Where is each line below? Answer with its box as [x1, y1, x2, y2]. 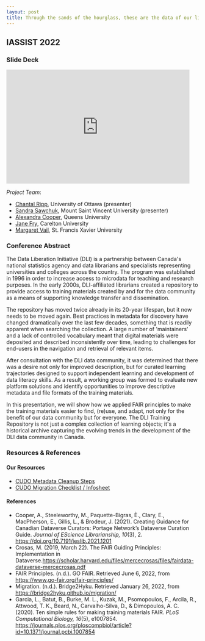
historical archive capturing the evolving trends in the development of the [6, 427, 191, 434]
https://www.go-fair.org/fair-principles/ [15, 576, 114, 583]
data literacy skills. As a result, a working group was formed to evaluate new [6, 376, 198, 384]
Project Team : [6, 188, 41, 196]
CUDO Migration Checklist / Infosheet [15, 484, 110, 491]
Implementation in [15, 550, 61, 557]
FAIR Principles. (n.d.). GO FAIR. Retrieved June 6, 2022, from [15, 570, 170, 577]
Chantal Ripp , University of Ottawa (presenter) [15, 201, 132, 208]
